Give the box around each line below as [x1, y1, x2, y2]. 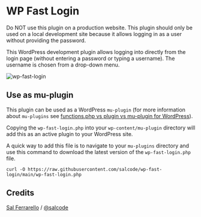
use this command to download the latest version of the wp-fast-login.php [6, 148, 191, 155]
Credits [6, 188, 35, 198]
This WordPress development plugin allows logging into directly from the [6, 48, 186, 55]
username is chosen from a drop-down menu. [6, 61, 120, 68]
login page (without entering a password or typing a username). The [6, 55, 175, 62]
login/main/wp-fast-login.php [6, 171, 82, 177]
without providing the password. [6, 37, 86, 44]
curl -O [6, 166, 26, 172]
